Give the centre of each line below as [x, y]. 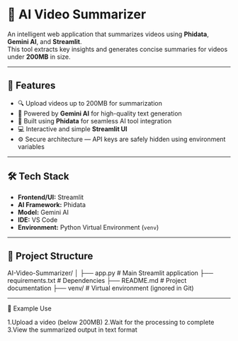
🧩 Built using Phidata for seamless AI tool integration [95, 121]
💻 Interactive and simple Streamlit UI [72, 129]
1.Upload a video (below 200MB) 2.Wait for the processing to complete [111, 323]
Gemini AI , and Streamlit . [45, 41]
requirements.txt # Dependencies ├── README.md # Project [97, 281]
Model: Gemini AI [43, 212]
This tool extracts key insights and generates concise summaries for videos [118, 49]
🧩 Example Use [29, 308]
